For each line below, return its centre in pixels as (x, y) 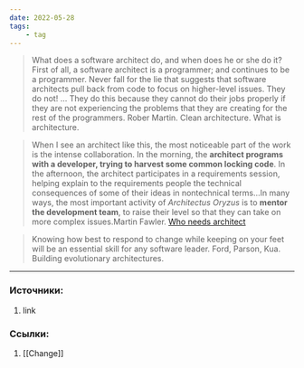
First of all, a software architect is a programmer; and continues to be (161, 70)
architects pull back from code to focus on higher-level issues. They (158, 89)
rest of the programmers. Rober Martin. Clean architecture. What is (157, 118)
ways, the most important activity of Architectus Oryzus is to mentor (159, 203)
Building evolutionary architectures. (98, 259)
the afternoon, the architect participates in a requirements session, (156, 174)
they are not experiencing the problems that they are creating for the (159, 109)
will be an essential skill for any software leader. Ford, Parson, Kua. (156, 249)
